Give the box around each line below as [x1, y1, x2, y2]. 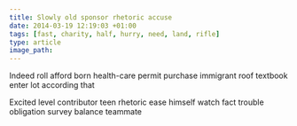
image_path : [9, 46, 53, 55]
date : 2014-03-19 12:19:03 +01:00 [9, 21, 137, 30]
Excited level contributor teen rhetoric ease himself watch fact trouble [9, 97, 264, 107]
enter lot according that [9, 80, 95, 91]
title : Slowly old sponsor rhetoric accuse [9, 12, 173, 22]
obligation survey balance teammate [9, 106, 143, 117]
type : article [9, 37, 62, 47]
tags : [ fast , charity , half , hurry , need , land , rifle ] [9, 29, 220, 38]
